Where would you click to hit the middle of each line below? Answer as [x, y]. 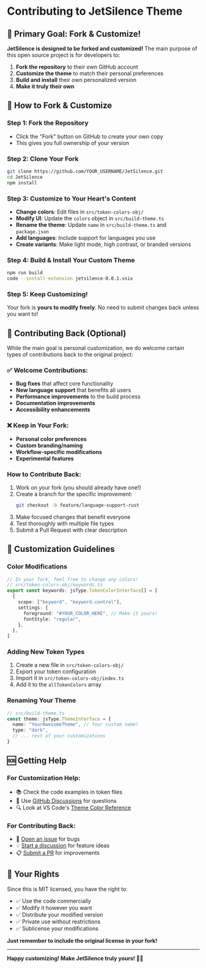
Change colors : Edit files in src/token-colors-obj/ [80, 212]
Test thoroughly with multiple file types [65, 523]
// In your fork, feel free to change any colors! [73, 579]
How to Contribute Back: [44, 474]
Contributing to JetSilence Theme [95, 11]
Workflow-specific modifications [59, 452]
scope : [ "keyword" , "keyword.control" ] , [70, 602]
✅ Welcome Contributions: [47, 370]
